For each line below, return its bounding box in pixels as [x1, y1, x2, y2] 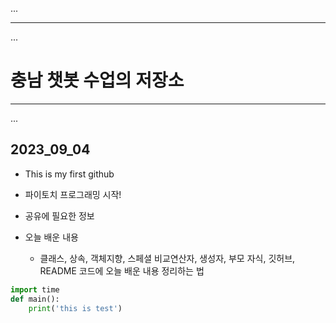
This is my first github [24, 168, 115, 180]
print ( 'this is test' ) [28, 303, 123, 313]
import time [10, 284, 60, 295]
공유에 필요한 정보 [24, 209, 95, 222]
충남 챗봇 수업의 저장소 [10, 69, 185, 92]
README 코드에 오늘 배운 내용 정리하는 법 [39, 264, 205, 277]
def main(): [10, 294, 60, 304]
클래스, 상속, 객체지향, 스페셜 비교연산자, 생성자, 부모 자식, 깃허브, [39, 252, 296, 264]
